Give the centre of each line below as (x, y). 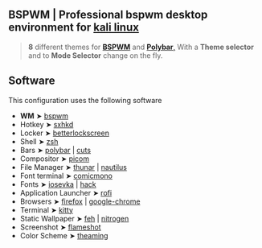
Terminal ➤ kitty (47, 209)
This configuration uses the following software (85, 100)
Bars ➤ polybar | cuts (55, 150)
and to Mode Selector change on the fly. (95, 55)
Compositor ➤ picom (55, 159)
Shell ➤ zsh (39, 141)
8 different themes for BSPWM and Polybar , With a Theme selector (141, 47)
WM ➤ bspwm (44, 116)
